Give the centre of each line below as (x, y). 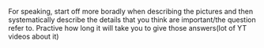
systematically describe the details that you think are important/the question (132, 20)
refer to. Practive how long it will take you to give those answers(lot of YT (128, 28)
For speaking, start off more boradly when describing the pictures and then (131, 11)
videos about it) (34, 36)
